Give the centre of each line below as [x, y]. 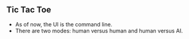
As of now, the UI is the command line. [64, 24]
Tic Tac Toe [29, 10]
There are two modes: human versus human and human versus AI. [99, 31]
